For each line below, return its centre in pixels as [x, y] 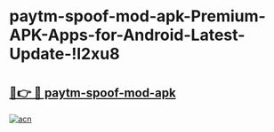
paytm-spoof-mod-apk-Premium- [138, 16]
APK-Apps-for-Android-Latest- [127, 35]
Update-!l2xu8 [64, 54]
